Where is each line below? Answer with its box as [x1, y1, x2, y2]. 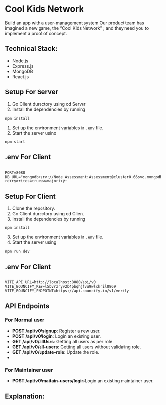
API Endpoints [5, 302, 50, 310]
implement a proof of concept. [5, 30, 67, 36]
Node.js [12, 58, 29, 64]
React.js [12, 73, 29, 80]
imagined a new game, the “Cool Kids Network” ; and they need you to [5, 25, 149, 31]
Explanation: [5, 392, 45, 401]
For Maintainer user [5, 366, 53, 373]
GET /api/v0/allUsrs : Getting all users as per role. [12, 338, 114, 344]
